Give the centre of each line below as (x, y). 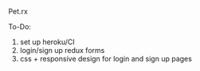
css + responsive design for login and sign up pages (106, 59)
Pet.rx (18, 11)
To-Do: (20, 26)
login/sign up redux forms (62, 50)
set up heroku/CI (47, 42)
